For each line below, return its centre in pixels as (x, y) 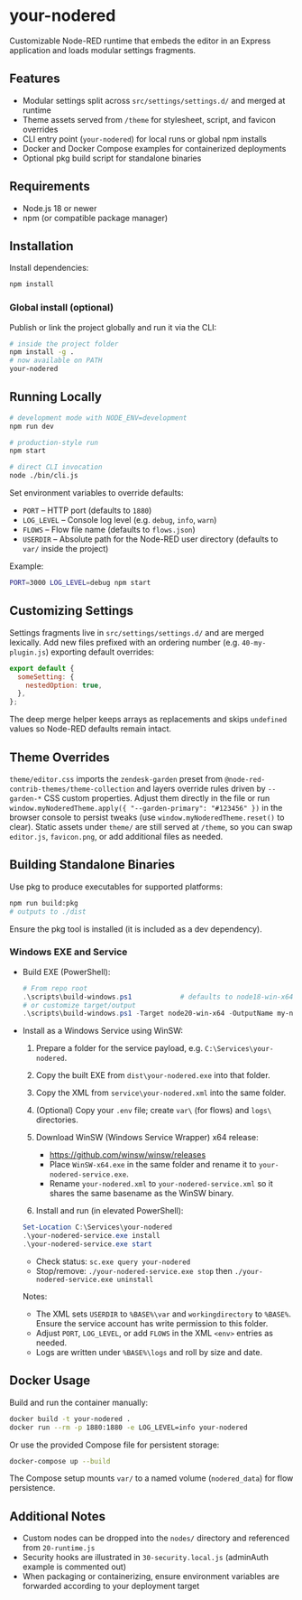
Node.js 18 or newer (59, 208)
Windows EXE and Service (69, 952)
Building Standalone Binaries (92, 865)
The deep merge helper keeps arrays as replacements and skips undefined (148, 720)
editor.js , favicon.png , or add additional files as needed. (116, 836)
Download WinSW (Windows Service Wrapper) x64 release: (147, 1138)
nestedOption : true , (64, 685)
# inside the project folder (64, 344)
